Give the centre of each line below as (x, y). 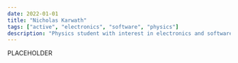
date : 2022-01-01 (33, 14)
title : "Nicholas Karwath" (47, 20)
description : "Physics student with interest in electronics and (106, 33)
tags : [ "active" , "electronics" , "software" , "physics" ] (93, 27)
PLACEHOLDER (30, 53)
